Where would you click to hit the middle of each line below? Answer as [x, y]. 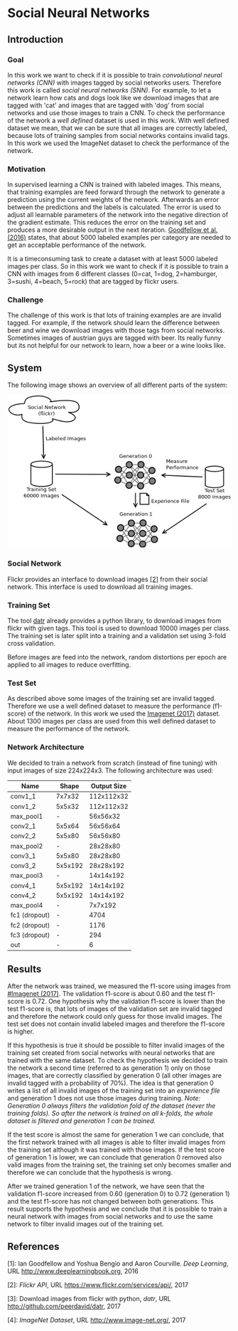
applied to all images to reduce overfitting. [69, 664]
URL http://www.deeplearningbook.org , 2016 [73, 1271]
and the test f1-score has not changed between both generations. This [111, 1202]
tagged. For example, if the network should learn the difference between [114, 323]
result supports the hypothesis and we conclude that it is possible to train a [117, 1209]
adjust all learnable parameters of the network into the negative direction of [118, 215]
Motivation [27, 169]
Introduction [36, 39]
